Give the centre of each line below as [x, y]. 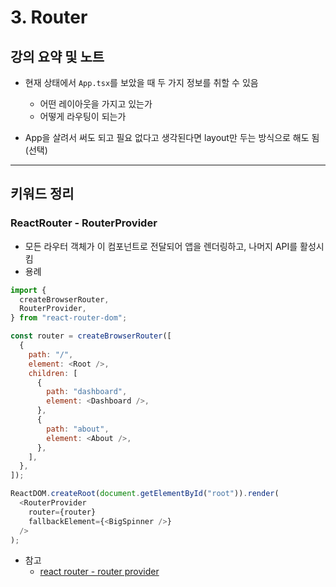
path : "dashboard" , [87, 392]
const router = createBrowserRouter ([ [91, 336]
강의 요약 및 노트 [57, 56]
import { [28, 290]
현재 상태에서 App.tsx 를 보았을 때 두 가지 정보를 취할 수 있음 [141, 82]
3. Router [49, 17]
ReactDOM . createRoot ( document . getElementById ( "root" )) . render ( [145, 494]
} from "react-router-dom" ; [69, 318]
